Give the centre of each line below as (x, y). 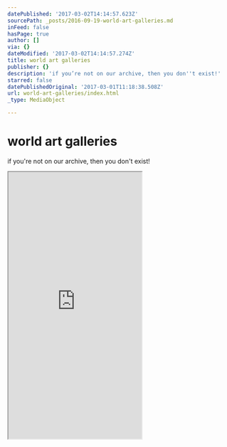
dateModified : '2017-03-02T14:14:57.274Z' (71, 54)
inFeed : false (28, 27)
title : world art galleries (49, 61)
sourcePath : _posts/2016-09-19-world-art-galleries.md (90, 21)
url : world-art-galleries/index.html (63, 93)
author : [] (23, 41)
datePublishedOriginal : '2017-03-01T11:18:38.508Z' (85, 87)
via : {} (19, 47)
